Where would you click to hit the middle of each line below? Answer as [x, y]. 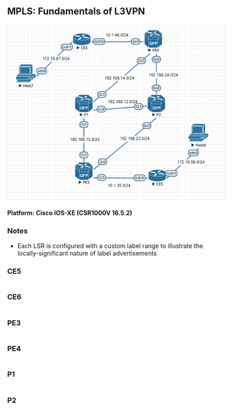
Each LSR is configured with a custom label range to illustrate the [110, 246]
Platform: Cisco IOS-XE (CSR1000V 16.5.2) [70, 213]
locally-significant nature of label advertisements [87, 254]
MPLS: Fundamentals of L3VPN [76, 11]
